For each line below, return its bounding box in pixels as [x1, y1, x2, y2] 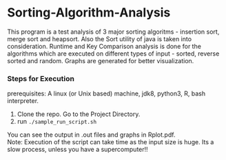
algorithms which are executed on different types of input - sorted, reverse [7, 49, 220, 58]
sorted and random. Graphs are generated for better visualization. [7, 56, 194, 65]
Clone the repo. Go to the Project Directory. [17, 110, 141, 118]
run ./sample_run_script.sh [17, 117, 97, 126]
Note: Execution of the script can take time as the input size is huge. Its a [7, 138, 214, 146]
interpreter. [7, 97, 39, 105]
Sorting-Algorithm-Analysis [7, 5, 171, 21]
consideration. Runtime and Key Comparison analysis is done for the [7, 42, 202, 50]
